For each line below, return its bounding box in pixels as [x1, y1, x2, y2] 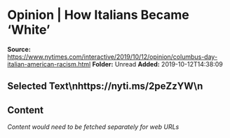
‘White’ [7, 22, 50, 38]
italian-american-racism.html [7, 60, 91, 68]
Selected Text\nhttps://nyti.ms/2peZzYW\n [7, 81, 203, 92]
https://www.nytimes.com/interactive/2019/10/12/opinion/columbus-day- [7, 53, 218, 61]
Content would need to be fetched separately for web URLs [7, 123, 180, 131]
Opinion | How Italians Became [7, 7, 189, 23]
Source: [7, 45, 32, 53]
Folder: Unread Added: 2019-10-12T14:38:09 [92, 60, 223, 68]
